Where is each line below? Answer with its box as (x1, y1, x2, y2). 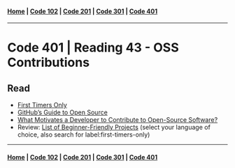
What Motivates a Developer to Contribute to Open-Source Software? (17, 116, 218, 124)
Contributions (7, 54, 90, 70)
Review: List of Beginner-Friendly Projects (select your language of (17, 123, 211, 132)
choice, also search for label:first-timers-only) (17, 130, 150, 139)
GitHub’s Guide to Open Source (17, 108, 108, 116)
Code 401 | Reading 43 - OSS (7, 40, 180, 56)
